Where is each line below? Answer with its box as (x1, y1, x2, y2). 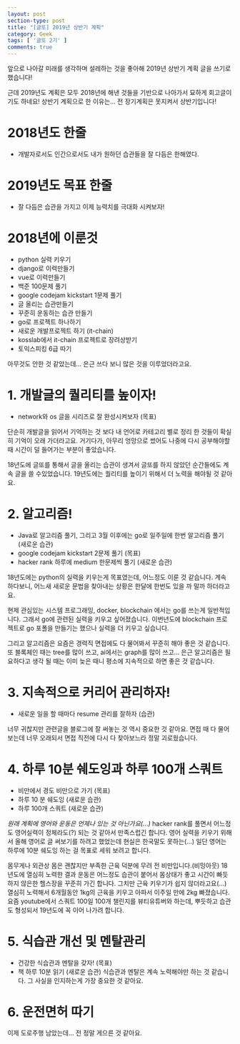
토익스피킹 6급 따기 (17, 344, 72, 353)
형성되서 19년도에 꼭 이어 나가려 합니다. (14, 905, 124, 914)
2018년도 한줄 (7, 125, 87, 141)
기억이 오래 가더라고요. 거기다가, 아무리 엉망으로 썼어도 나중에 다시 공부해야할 (14, 436, 231, 445)
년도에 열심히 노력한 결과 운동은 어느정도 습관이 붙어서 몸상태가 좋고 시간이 (7, 870, 216, 878)
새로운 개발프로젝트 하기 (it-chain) (17, 326, 114, 335)
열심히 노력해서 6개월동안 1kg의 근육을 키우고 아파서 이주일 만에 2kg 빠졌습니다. (7, 888, 230, 896)
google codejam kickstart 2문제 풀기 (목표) (17, 548, 141, 557)
